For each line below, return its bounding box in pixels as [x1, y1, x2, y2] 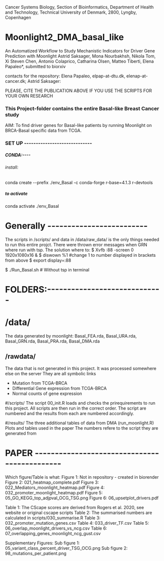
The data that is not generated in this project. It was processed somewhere [5, 365, 157, 371]
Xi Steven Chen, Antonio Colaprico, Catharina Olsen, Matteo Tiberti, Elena [5, 58, 154, 64]
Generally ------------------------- [5, 220, 148, 231]
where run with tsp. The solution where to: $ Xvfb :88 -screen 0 [5, 247, 134, 253]
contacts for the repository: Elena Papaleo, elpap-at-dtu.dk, [5, 73, 126, 79]
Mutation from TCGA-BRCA [12, 380, 68, 386]
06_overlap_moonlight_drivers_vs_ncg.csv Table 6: [5, 525, 108, 531]
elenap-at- [126, 73, 148, 79]
